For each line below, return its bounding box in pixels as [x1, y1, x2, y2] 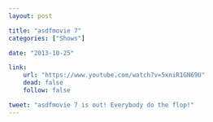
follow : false [23, 86, 71, 94]
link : [8, 63, 27, 72]
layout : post [8, 11, 53, 20]
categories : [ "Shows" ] [8, 34, 85, 42]
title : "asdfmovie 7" [8, 26, 82, 35]
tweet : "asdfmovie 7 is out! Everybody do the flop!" [8, 101, 195, 109]
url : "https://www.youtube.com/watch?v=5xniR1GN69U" [23, 71, 206, 80]
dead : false [23, 79, 63, 87]
